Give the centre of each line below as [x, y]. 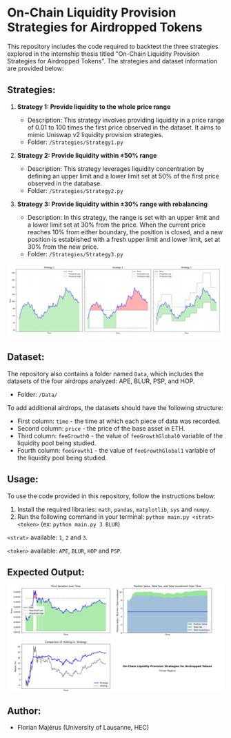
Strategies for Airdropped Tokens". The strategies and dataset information [112, 61]
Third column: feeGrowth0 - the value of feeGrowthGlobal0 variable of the [120, 435]
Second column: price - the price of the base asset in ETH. [101, 428]
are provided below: [36, 68]
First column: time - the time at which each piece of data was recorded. [119, 421]
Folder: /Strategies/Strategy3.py [75, 254]
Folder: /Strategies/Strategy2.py [75, 190]
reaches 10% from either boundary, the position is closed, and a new [125, 232]
